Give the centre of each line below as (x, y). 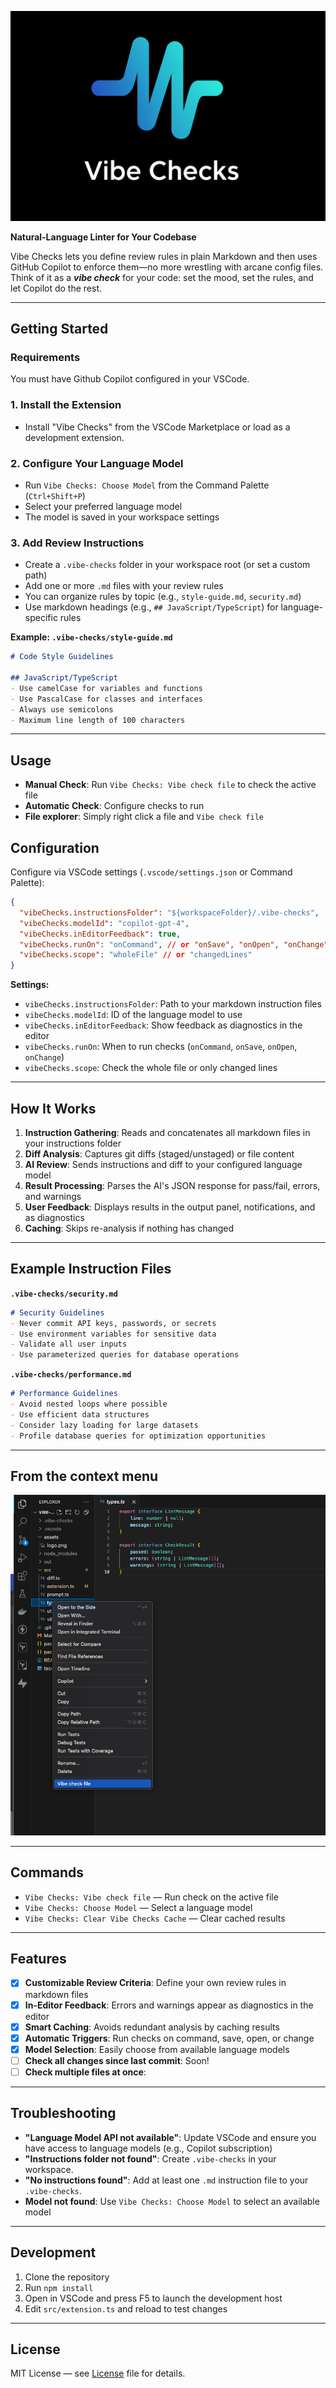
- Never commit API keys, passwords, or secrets (113, 1323)
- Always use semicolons (62, 709)
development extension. (74, 437)
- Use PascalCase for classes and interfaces (106, 699)
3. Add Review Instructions (77, 543)
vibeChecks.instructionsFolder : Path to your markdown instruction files (173, 1004)
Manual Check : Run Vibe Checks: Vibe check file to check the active (170, 785)
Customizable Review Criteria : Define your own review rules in (155, 1983)
